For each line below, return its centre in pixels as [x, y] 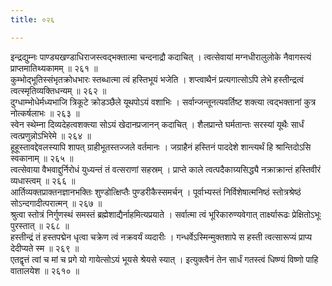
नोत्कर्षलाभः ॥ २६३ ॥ [45, 113]
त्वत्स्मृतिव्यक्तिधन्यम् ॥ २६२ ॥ [58, 90]
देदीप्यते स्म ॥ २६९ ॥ [45, 248]
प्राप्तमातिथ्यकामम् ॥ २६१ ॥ [54, 68]
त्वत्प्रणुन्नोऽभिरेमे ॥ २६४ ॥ [51, 135]
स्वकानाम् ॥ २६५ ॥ [42, 158]
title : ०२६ [32, 19]
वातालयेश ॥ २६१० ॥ [45, 270]
